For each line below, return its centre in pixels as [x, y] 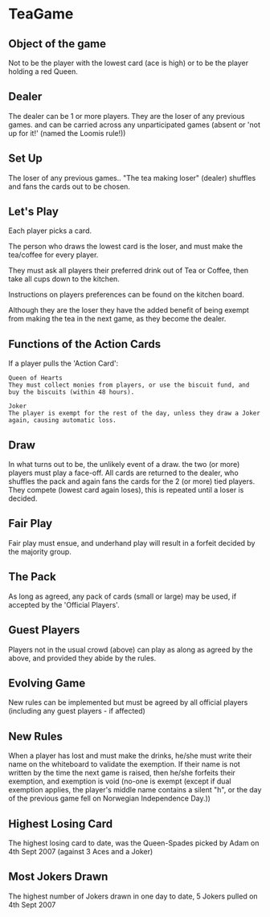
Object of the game [57, 44]
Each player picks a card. [50, 231]
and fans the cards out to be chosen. [70, 186]
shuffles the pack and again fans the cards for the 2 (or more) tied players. [132, 481]
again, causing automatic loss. [62, 420]
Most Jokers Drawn [58, 877]
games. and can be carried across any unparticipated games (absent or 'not [135, 125]
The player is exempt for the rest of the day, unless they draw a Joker [135, 413]
